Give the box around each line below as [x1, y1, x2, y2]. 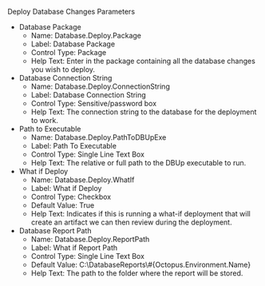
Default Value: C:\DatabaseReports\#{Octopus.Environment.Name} [30, 260, 251, 269]
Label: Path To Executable [30, 141, 117, 150]
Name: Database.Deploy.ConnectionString [30, 81, 171, 91]
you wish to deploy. [30, 65, 96, 74]
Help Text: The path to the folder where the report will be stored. [30, 268, 243, 278]
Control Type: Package [30, 48, 107, 57]
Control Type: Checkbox [30, 192, 112, 201]
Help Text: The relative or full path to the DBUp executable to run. [30, 158, 247, 167]
